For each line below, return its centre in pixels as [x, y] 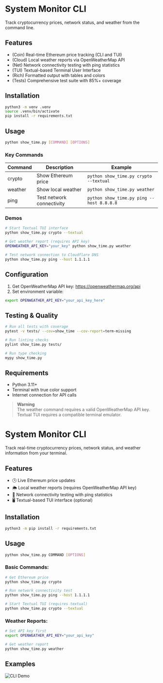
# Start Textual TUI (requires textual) [47, 604]
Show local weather [59, 190]
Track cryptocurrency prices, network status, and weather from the [72, 22]
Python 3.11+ [25, 385]
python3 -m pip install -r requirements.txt [51, 528]
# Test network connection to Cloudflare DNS [52, 255]
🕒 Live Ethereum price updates [43, 481]
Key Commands [24, 155]
